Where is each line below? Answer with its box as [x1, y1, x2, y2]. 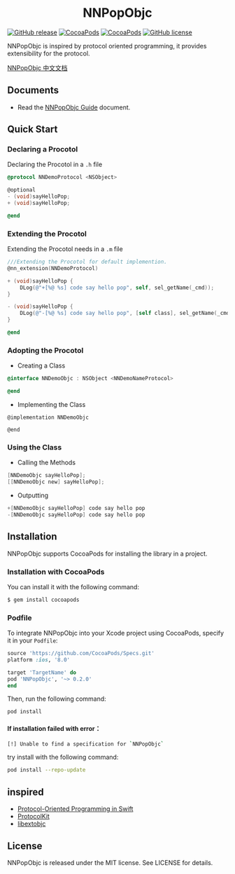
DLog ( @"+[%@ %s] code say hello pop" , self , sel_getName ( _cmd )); [20, 284, 215, 291]
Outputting [17, 491, 49, 499]
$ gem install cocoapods [7, 596, 80, 603]
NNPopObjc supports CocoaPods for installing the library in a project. [7, 549, 208, 558]
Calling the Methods [17, 458, 76, 467]
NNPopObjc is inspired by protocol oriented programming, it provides [7, 41, 207, 50]
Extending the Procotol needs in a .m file [7, 245, 124, 253]
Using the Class [7, 442, 62, 452]
